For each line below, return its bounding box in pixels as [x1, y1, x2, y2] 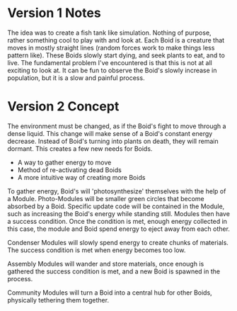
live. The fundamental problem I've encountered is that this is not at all [7, 58, 212, 67]
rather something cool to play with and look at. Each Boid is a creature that [7, 35, 225, 44]
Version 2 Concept [7, 98, 120, 115]
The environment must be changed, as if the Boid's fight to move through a [7, 122, 226, 130]
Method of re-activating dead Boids [17, 165, 122, 174]
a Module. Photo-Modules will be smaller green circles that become [7, 194, 205, 203]
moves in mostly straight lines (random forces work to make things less [7, 43, 215, 52]
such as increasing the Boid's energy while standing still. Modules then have [7, 209, 230, 217]
